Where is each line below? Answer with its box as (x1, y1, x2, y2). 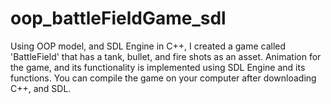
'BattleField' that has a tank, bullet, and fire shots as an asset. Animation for (10, 50, 322, 62)
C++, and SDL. (10, 82, 72, 94)
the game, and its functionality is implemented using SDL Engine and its (10, 61, 306, 73)
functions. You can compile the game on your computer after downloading (10, 72, 317, 84)
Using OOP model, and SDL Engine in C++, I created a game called (10, 40, 287, 52)
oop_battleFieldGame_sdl (10, 7, 227, 30)
